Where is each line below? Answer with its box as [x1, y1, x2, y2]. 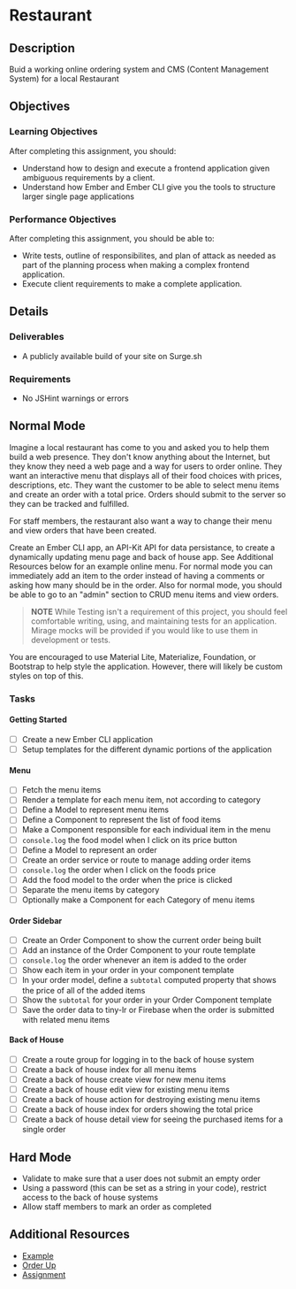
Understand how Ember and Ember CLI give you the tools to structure [21, 181, 276, 192]
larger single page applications [21, 191, 135, 202]
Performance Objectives [9, 213, 117, 226]
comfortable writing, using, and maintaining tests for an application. [30, 616, 277, 626]
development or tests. [30, 634, 111, 645]
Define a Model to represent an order [21, 844, 157, 855]
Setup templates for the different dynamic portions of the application [21, 744, 272, 755]
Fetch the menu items [21, 785, 102, 795]
